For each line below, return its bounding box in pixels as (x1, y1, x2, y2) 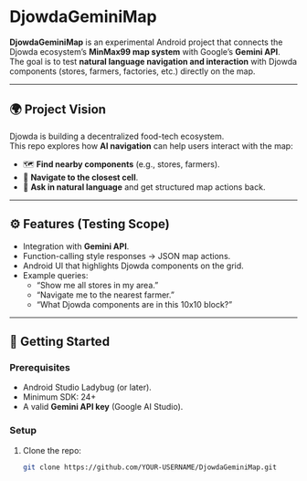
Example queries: (22, 269, 89, 280)
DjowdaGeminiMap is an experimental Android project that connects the (9, 37, 283, 47)
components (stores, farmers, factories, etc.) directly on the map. (9, 66, 256, 77)
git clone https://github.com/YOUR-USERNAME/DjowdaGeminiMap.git (22, 463, 277, 472)
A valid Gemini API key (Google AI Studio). (22, 402, 184, 413)
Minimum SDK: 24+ (22, 392, 97, 403)
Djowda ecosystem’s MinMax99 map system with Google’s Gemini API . (9, 46, 281, 57)
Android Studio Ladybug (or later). (22, 382, 153, 393)
